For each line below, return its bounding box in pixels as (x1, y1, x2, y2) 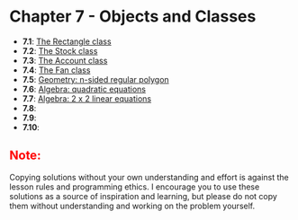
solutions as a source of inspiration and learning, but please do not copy (9, 190, 277, 201)
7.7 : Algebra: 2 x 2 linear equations (22, 92, 151, 104)
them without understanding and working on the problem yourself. (9, 200, 255, 211)
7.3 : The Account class (22, 55, 108, 66)
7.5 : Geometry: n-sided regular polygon (22, 74, 169, 84)
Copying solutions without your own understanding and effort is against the (9, 172, 290, 182)
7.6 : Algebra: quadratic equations (22, 84, 147, 94)
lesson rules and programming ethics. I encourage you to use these (9, 181, 260, 192)
